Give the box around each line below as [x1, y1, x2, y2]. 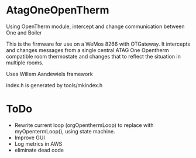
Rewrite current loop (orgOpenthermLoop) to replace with [14, 121, 154, 129]
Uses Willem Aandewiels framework [6, 70, 93, 77]
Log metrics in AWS [14, 140, 63, 147]
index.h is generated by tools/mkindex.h [6, 81, 103, 88]
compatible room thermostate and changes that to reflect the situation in [6, 53, 181, 60]
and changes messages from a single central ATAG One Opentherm [6, 46, 169, 53]
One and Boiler [6, 29, 42, 36]
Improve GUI [14, 134, 45, 141]
